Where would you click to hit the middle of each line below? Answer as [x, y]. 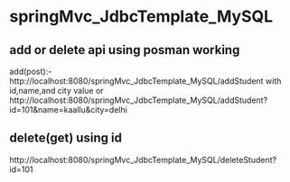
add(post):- [31, 71]
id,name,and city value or [56, 91]
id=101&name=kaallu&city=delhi [69, 109]
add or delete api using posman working [125, 50]
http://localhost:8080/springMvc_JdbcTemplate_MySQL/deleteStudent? [143, 159]
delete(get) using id [65, 138]
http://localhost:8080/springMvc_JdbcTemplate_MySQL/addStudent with [145, 81]
